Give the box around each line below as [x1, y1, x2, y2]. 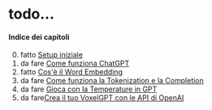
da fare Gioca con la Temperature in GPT [19, 84, 158, 94]
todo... [8, 5, 55, 23]
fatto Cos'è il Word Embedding [19, 67, 123, 77]
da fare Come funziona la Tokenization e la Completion [19, 76, 205, 86]
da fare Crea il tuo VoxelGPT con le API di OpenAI [19, 93, 184, 103]
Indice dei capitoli [8, 32, 70, 41]
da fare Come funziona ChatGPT [19, 58, 130, 69]
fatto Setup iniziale [19, 50, 84, 60]
